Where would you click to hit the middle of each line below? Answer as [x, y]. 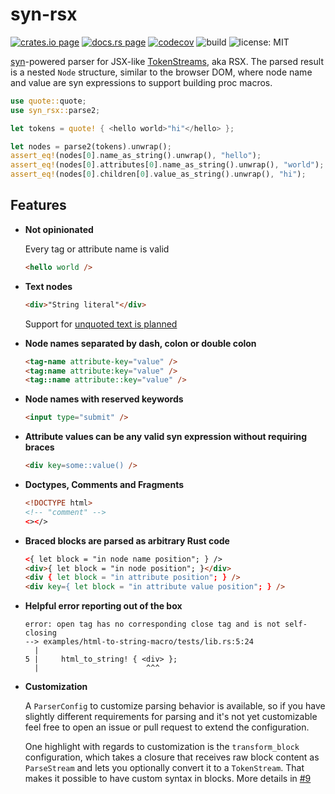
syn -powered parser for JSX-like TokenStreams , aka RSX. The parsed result [167, 61]
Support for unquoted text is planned [101, 324]
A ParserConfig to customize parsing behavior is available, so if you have [175, 706]
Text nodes [48, 286]
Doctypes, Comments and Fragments [104, 484]
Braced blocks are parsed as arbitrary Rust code [127, 540]
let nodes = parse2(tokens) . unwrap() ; [91, 146]
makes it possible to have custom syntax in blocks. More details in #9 [168, 779]
